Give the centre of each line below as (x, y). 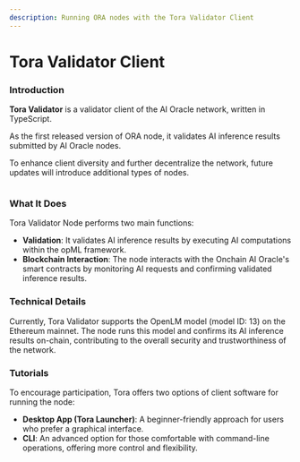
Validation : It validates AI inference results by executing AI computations (157, 240)
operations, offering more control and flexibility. (110, 448)
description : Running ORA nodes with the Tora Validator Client (132, 17)
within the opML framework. (74, 250)
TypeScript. (30, 119)
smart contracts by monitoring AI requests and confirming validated (147, 269)
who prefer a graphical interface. (83, 429)
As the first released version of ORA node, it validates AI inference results (145, 136)
